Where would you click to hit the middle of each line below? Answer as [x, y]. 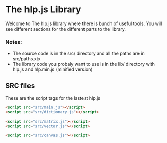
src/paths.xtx [26, 59]
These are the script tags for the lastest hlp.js [53, 98]
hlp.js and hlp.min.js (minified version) [52, 69]
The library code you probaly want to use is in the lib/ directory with [84, 64]
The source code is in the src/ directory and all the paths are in [79, 53]
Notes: [14, 42]
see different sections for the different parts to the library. [66, 29]
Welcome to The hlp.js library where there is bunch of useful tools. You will [84, 23]
